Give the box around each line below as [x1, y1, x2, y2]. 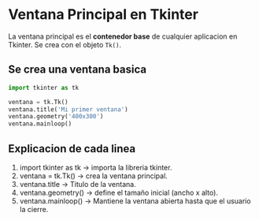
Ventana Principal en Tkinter [8, 6, 199, 24]
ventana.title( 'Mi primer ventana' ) [8, 105, 128, 114]
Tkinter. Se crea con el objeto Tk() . [8, 39, 122, 49]
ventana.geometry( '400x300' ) [8, 113, 104, 121]
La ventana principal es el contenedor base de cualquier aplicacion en [8, 32, 238, 41]
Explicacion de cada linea [8, 142, 136, 155]
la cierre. [19, 204, 49, 214]
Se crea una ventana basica [8, 63, 147, 76]
